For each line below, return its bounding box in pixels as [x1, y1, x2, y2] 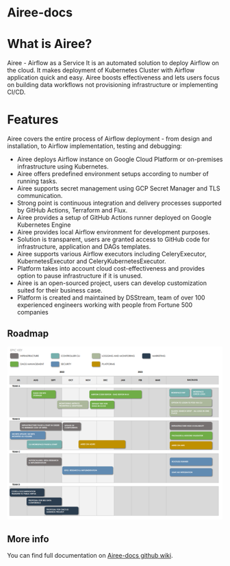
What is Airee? [7, 36, 92, 52]
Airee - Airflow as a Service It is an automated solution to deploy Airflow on [7, 59, 219, 67]
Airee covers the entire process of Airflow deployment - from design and [7, 135, 212, 143]
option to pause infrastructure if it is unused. [16, 272, 143, 280]
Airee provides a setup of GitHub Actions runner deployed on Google [16, 214, 212, 222]
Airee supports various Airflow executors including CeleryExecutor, [16, 250, 207, 258]
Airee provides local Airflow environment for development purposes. [16, 228, 210, 236]
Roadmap [7, 328, 49, 340]
